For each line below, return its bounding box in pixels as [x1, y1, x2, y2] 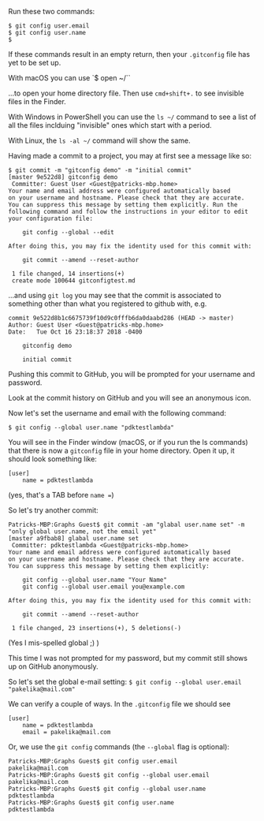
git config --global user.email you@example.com [22, 583, 185, 591]
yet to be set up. [8, 58, 61, 67]
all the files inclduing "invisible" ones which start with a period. [8, 121, 212, 129]
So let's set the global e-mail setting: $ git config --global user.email [8, 677, 242, 686]
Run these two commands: [8, 7, 95, 16]
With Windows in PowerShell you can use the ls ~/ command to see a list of [8, 112, 257, 121]
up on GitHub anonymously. [8, 662, 99, 671]
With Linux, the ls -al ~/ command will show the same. [8, 136, 191, 145]
